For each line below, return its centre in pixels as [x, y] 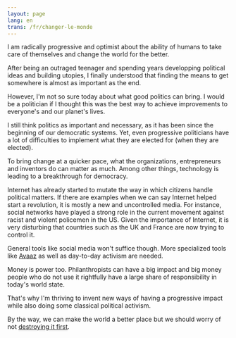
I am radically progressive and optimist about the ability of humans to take [114, 47]
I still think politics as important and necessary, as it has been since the [110, 125]
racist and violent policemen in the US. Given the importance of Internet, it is [118, 220]
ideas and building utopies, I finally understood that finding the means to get [118, 75]
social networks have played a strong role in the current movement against [116, 213]
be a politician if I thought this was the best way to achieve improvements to [117, 104]
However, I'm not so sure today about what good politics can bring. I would [116, 96]
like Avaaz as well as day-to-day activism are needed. [85, 256]
